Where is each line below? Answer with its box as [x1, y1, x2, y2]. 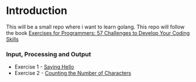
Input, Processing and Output [6, 50, 92, 58]
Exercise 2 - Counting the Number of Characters [14, 70, 131, 77]
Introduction [6, 4, 68, 17]
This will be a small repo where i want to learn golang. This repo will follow [6, 23, 185, 30]
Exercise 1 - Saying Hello [14, 63, 75, 70]
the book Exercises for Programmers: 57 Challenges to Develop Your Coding [6, 29, 190, 36]
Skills [6, 35, 19, 42]
